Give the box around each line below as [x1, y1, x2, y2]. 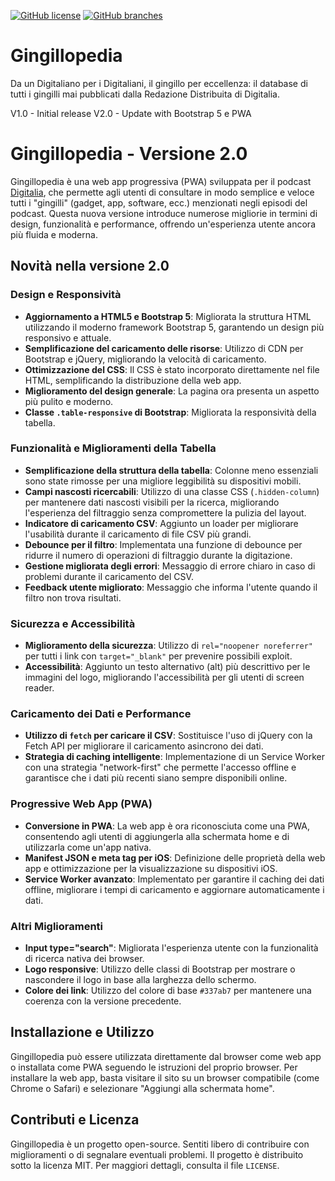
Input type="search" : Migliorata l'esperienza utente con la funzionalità [24, 942, 319, 954]
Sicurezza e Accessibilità [10, 616, 136, 630]
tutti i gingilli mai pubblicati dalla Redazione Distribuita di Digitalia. [10, 88, 280, 100]
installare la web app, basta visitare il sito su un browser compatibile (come [10, 1071, 320, 1084]
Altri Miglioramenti [10, 919, 104, 933]
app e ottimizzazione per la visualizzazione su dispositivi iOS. [24, 862, 278, 874]
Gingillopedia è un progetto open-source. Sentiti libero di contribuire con [10, 1138, 310, 1150]
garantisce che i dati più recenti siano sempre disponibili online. [24, 772, 288, 784]
